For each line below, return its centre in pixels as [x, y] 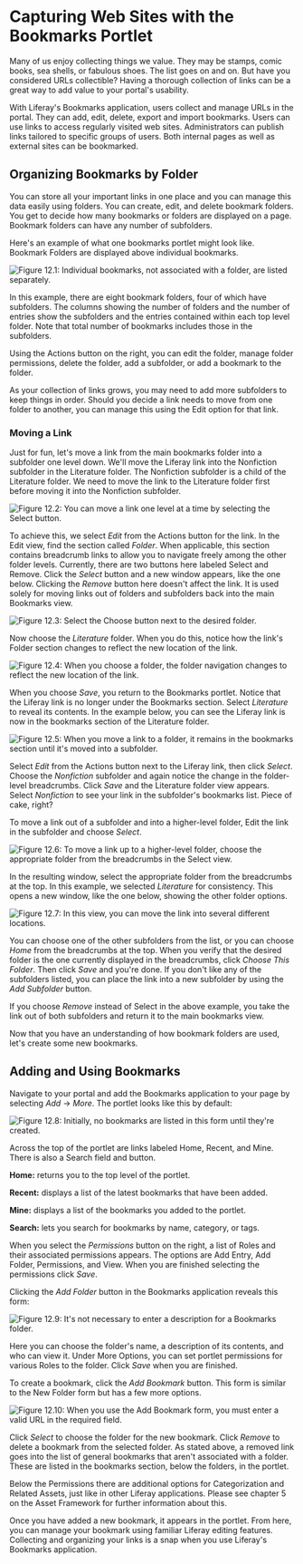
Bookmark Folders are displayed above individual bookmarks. [124, 252]
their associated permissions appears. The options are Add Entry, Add [140, 1255]
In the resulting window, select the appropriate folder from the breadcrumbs [151, 877]
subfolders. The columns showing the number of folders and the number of [150, 306]
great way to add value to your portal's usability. [99, 90]
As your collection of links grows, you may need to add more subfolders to [148, 390]
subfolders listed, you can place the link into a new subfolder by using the [147, 980]
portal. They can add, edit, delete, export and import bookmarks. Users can [150, 117]
